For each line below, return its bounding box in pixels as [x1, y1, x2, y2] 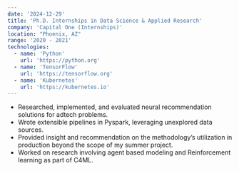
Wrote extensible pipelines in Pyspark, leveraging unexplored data [17, 118, 213, 127]
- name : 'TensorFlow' [14, 63, 78, 71]
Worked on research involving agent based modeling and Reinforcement [17, 148, 231, 157]
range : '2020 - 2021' [7, 37, 72, 44]
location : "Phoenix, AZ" [7, 30, 81, 38]
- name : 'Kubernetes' [14, 76, 78, 84]
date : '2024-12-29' [7, 10, 66, 18]
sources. [17, 125, 44, 134]
